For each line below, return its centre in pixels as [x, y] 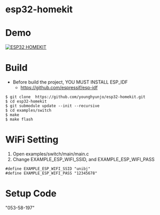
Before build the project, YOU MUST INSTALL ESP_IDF [70, 82]
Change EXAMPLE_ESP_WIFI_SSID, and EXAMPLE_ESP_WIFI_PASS [84, 159]
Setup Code [31, 194]
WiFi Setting [32, 140]
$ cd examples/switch [28, 111]
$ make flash [19, 120]
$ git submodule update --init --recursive [53, 106]
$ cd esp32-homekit [26, 102]
